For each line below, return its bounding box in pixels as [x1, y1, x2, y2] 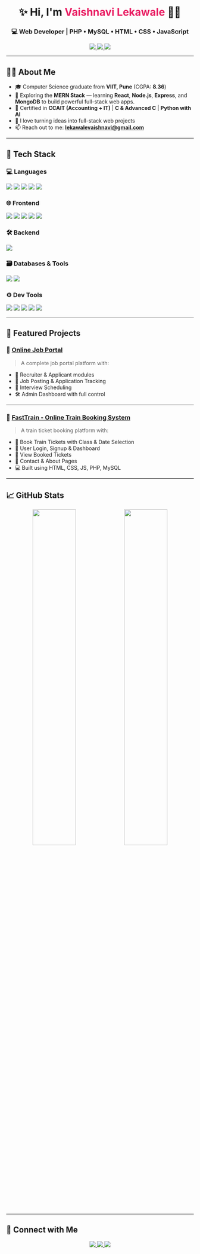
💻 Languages [6, 167, 47, 176]
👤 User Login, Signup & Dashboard [14, 445, 100, 452]
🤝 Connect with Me [6, 1225, 79, 1235]
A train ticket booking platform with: [20, 427, 109, 434]
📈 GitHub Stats [6, 490, 64, 500]
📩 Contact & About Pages [14, 457, 77, 465]
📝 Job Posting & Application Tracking [14, 377, 106, 384]
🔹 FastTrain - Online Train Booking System [6, 413, 131, 421]
